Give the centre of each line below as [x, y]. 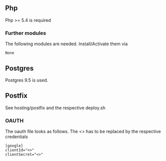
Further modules [26, 33]
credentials [17, 137]
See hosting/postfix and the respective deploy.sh [55, 108]
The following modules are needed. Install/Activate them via [66, 44]
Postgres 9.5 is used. [27, 80]
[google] [14, 146]
